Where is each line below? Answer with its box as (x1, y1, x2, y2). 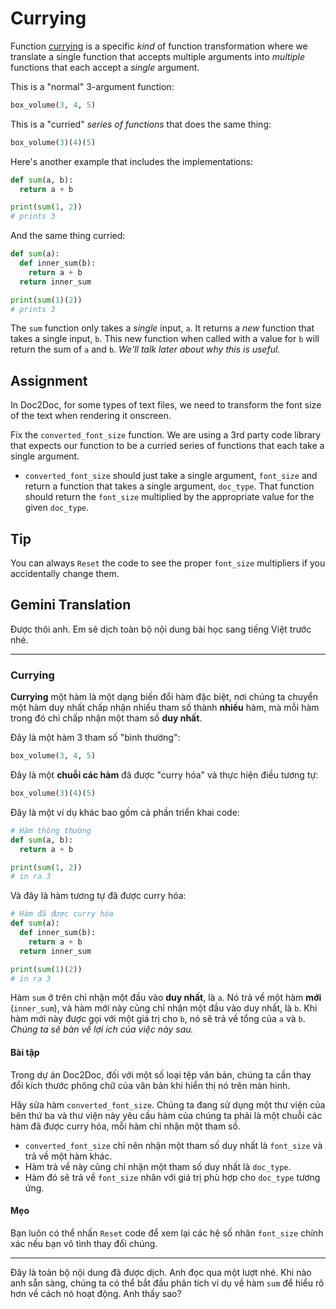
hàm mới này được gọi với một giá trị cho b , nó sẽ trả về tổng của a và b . (10, 1013, 306, 1025)
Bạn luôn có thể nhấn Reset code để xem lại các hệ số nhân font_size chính (10, 1227, 324, 1239)
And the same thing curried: (10, 230, 126, 242)
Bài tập (10, 1047, 40, 1059)
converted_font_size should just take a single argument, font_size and (24, 470, 318, 482)
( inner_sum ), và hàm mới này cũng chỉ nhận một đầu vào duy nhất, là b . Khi (10, 1002, 318, 1014)
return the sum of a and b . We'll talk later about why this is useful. (10, 343, 281, 356)
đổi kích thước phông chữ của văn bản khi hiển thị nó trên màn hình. (10, 1079, 291, 1091)
